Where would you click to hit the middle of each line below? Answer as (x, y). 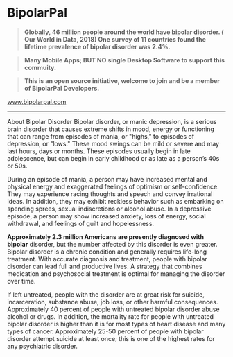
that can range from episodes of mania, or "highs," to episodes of (101, 136)
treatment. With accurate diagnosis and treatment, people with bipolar (107, 259)
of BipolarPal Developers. (62, 88)
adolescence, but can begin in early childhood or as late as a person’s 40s (113, 158)
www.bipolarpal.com (37, 101)
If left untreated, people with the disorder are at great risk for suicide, (106, 294)
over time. (21, 281)
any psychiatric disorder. (43, 346)
